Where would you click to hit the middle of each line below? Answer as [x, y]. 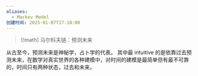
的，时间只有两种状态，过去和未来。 [51, 67]
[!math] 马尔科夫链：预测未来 [56, 40]
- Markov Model [30, 17]
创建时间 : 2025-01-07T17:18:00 [43, 22]
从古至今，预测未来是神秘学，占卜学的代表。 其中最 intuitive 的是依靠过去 [96, 52]
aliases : [17, 11]
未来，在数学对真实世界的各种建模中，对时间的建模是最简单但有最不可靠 [100, 60]
